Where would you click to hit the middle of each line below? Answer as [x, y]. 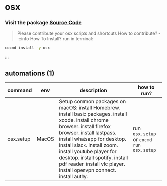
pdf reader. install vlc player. [92, 164]
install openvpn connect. [88, 170]
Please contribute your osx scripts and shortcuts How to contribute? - [89, 33]
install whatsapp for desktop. [93, 139]
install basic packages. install [93, 114]
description [93, 90]
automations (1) [30, 73]
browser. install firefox [85, 127]
